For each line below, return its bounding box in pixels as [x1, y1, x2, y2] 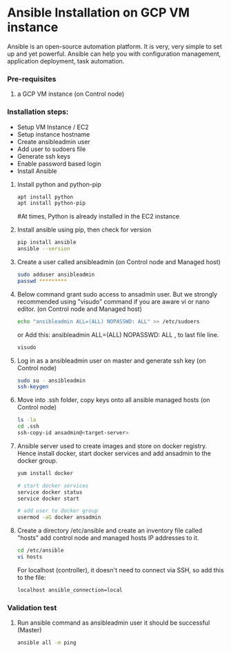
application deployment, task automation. [7, 57, 125, 65]
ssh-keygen [17, 383, 49, 390]
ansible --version [17, 245, 70, 252]
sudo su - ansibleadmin [17, 377, 86, 384]
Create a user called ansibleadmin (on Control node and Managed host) [17, 258, 221, 266]
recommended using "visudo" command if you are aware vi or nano [17, 297, 210, 305]
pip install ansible [17, 239, 77, 246]
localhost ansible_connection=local [17, 586, 123, 594]
